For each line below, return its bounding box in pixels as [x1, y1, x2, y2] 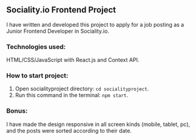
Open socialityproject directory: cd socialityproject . [15, 85, 149, 93]
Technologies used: [6, 42, 66, 51]
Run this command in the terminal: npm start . [15, 92, 129, 99]
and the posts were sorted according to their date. [6, 127, 132, 134]
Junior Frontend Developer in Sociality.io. [6, 27, 109, 35]
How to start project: [6, 72, 69, 80]
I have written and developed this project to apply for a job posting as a [6, 21, 184, 28]
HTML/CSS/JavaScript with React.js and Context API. [6, 56, 140, 64]
